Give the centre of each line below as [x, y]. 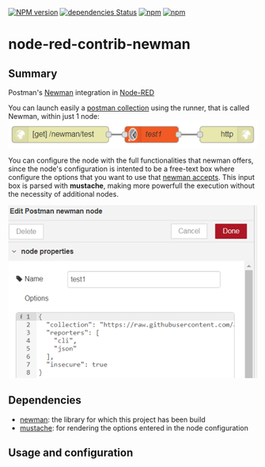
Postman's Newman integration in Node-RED [81, 92]
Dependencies [45, 400]
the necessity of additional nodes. [63, 194]
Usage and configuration [71, 453]
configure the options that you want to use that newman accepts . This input [131, 178]
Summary [33, 73]
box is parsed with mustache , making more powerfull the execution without [132, 186]
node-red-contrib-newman [100, 44]
